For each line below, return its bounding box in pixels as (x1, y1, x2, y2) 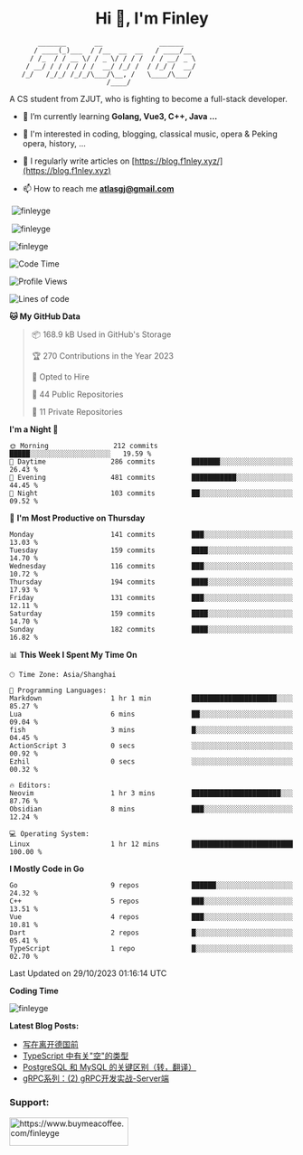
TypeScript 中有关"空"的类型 (22, 1050, 129, 1061)
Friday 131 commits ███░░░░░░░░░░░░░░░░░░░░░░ (9, 594, 294, 603)
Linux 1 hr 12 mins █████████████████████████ (9, 840, 294, 849)
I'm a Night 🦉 (9, 424, 59, 435)
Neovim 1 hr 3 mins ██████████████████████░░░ (9, 789, 294, 798)
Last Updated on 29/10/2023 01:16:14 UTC (9, 968, 167, 979)
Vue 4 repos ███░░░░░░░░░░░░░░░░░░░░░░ (9, 913, 294, 922)
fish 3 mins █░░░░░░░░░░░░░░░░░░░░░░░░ (9, 726, 294, 735)
